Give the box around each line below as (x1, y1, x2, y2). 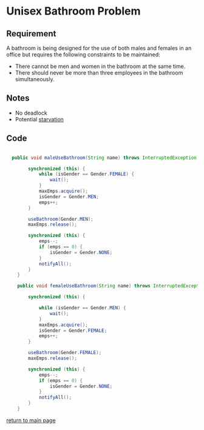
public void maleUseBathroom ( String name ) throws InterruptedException (12, 155, 197, 161)
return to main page (6, 417, 56, 424)
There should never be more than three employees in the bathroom (15, 69, 183, 76)
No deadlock (15, 109, 47, 116)
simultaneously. (15, 76, 55, 82)
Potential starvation (15, 115, 64, 123)
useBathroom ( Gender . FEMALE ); (28, 350, 102, 356)
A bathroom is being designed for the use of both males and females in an (6, 44, 192, 52)
